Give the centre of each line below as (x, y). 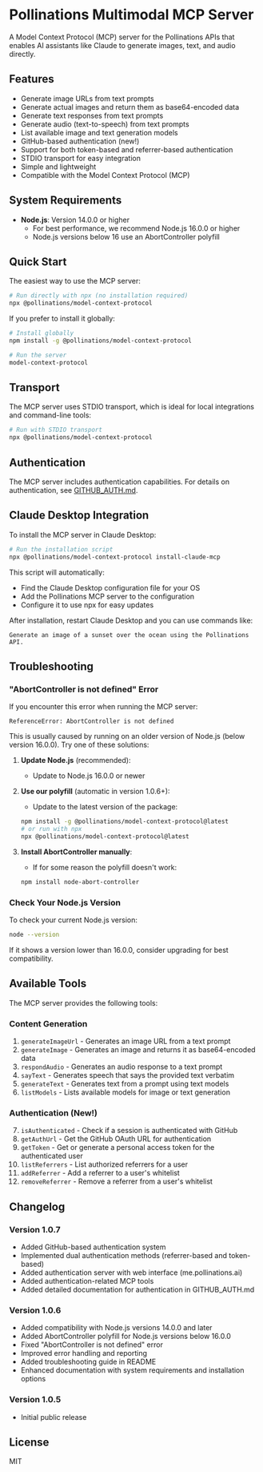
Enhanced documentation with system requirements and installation (132, 1370)
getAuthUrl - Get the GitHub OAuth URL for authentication (116, 1139)
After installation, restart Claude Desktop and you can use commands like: (131, 620)
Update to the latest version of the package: (105, 807)
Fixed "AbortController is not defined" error (92, 1345)
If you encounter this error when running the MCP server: (104, 707)
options (33, 1379)
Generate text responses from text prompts (92, 115)
